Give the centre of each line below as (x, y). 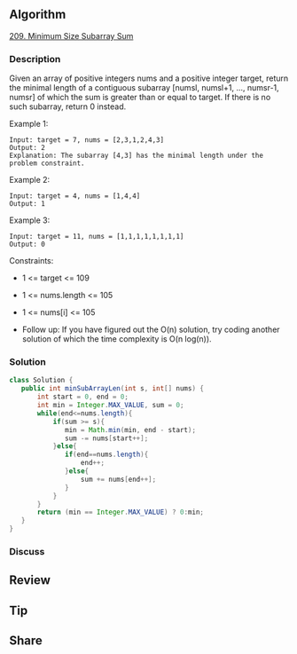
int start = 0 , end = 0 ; (82, 397)
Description (35, 59)
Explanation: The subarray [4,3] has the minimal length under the (137, 156)
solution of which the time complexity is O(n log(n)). (117, 339)
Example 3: (30, 220)
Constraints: (31, 261)
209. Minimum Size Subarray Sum (71, 35)
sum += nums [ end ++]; (118, 479)
